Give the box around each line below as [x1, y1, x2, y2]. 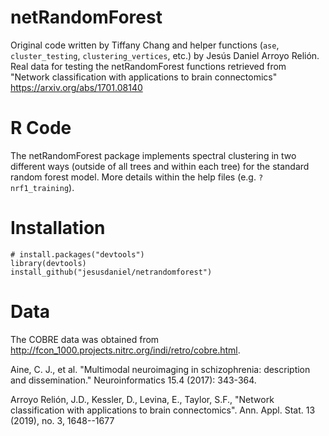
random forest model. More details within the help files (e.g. [10, 171, 257, 183]
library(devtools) [10, 258, 87, 268]
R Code [10, 117, 72, 140]
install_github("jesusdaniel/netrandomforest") [10, 267, 213, 277]
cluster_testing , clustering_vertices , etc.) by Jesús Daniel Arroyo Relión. [10, 49, 320, 61]
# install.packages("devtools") [10, 249, 145, 260]
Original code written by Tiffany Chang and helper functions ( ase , [10, 39, 280, 51]
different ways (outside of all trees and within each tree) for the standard [10, 160, 310, 172]
